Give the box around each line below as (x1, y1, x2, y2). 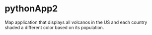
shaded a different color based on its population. (4, 24, 104, 30)
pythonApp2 (4, 3, 58, 14)
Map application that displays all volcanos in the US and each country (4, 19, 148, 25)
